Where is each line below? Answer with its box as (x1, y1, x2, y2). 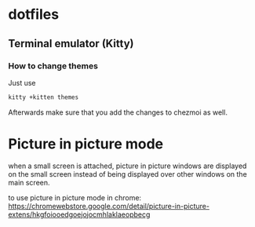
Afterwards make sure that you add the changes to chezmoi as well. (8, 108, 228, 117)
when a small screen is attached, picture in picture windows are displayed (8, 161, 247, 170)
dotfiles (8, 5, 60, 24)
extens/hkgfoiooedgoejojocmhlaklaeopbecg (8, 210, 151, 219)
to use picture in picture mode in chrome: (8, 192, 142, 202)
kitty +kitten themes (8, 93, 79, 101)
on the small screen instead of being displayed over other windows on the (8, 169, 247, 178)
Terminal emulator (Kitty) (8, 37, 134, 50)
